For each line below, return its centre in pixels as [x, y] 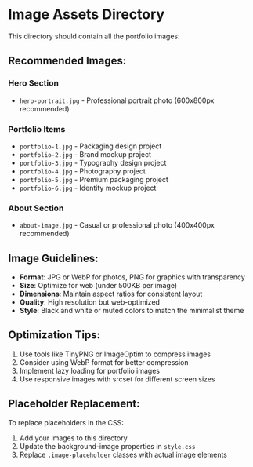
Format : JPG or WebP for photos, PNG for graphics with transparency [132, 277]
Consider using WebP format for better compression [104, 362]
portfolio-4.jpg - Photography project [83, 171]
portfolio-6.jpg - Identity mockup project [88, 188]
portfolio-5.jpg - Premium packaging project [94, 179]
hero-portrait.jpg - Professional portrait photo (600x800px [117, 100]
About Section [36, 208]
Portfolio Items [37, 129]
